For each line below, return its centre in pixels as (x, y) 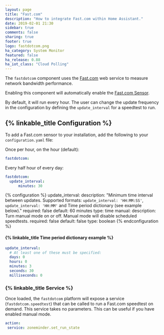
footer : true (18, 42)
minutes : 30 (30, 186)
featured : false (22, 55)
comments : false (22, 32)
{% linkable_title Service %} (39, 288)
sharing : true (20, 37)
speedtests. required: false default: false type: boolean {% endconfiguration (82, 221)
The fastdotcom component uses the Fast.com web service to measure (77, 78)
